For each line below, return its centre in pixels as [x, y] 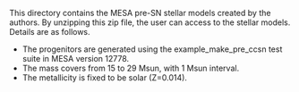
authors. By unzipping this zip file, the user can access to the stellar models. [150, 22]
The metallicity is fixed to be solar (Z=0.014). [105, 78]
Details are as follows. [50, 32]
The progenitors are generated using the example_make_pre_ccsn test [152, 49]
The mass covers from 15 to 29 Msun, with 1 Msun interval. [131, 68]
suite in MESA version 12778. [76, 59]
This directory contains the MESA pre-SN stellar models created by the [140, 13]
